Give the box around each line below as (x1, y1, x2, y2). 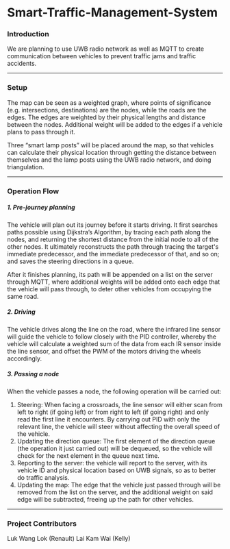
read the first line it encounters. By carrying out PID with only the (16, 415, 201, 423)
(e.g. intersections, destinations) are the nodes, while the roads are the (7, 106, 207, 114)
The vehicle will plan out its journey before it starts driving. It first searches (7, 221, 218, 229)
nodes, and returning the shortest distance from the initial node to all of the (7, 235, 219, 243)
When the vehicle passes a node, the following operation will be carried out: (7, 387, 222, 395)
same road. (7, 292, 39, 300)
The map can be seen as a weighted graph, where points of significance (7, 98, 212, 107)
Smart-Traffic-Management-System (7, 5, 218, 21)
